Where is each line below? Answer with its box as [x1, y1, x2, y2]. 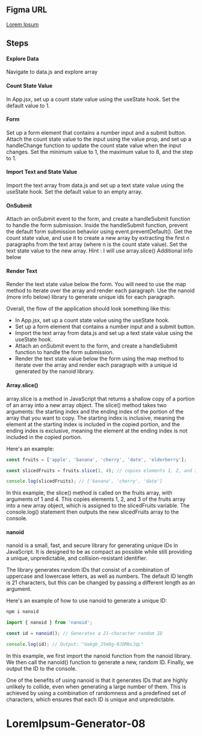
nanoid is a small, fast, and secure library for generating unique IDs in [6, 542, 179, 549]
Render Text [6, 267, 38, 274]
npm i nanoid [6, 609, 39, 615]
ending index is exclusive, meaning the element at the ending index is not [6, 427, 188, 434]
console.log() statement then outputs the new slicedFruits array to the [6, 508, 179, 516]
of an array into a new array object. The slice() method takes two [6, 401, 167, 408]
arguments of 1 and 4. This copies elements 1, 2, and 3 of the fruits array [6, 495, 186, 503]
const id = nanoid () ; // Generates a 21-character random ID [6, 631, 163, 637]
